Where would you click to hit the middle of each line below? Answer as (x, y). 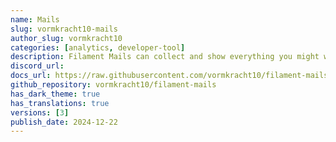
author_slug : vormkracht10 (66, 38)
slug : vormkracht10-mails (64, 29)
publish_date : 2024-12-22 (64, 122)
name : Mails (35, 19)
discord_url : (37, 66)
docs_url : (31, 76)
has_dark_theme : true (55, 94)
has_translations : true (60, 103)
